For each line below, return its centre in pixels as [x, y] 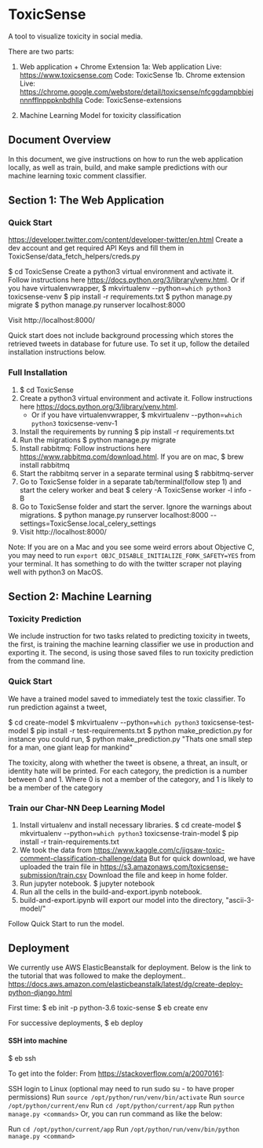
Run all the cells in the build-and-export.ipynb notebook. [111, 892]
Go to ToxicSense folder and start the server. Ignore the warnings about [135, 506]
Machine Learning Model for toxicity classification [100, 115]
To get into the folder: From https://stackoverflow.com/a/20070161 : [116, 1073]
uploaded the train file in [59, 867]
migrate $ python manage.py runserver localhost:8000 [97, 305]
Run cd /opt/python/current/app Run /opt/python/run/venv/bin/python [124, 1129]
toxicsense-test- [228, 722]
